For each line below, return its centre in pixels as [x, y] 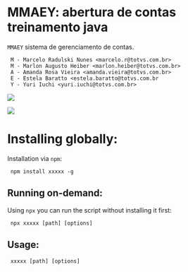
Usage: [24, 245]
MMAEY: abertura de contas [92, 12]
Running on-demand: [55, 193]
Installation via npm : [35, 158]
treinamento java [58, 27]
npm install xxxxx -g [42, 171]
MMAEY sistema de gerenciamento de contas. [71, 47]
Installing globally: [63, 139]
